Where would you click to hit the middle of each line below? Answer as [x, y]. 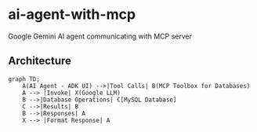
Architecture [40, 61]
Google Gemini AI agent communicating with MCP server [100, 36]
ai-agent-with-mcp [72, 15]
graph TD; [24, 79]
